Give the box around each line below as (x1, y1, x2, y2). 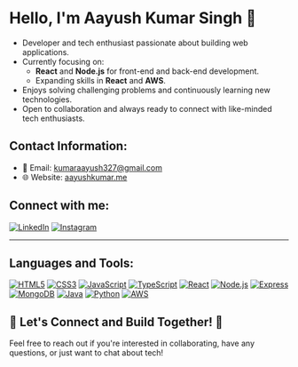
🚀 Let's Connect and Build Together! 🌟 (9, 315, 223, 330)
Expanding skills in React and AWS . (35, 75, 167, 85)
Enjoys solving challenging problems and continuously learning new (21, 84, 271, 95)
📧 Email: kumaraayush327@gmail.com (21, 162, 162, 172)
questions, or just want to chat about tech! (9, 347, 164, 358)
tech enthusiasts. (21, 113, 86, 124)
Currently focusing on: (21, 56, 105, 67)
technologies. (21, 93, 73, 105)
